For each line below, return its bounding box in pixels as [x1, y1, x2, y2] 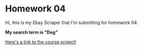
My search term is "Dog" [5, 29, 58, 35]
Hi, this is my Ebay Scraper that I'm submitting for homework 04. [5, 19, 138, 25]
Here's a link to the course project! [5, 38, 76, 45]
